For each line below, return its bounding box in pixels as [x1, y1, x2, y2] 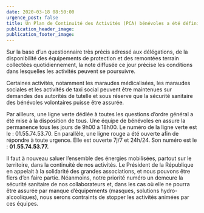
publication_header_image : [6, 26, 75, 32]
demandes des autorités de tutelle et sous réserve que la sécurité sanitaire [6, 93, 193, 100]
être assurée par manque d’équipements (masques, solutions [6, 187, 160, 195]
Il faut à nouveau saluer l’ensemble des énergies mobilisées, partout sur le [6, 155, 192, 162]
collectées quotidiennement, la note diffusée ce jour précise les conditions [6, 61, 193, 69]
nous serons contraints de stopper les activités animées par [39, 194, 189, 201]
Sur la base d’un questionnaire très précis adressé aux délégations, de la [6, 48, 188, 55]
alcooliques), [6, 194, 39, 201]
